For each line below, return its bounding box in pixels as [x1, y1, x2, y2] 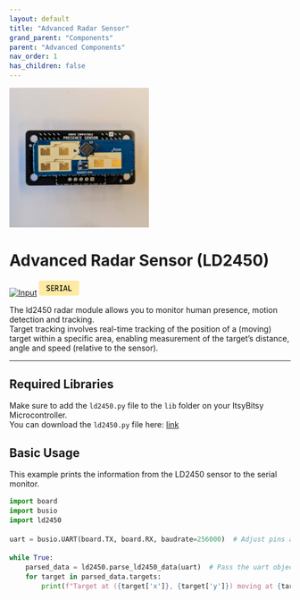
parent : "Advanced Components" [9, 43, 126, 52]
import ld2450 [9, 515, 62, 525]
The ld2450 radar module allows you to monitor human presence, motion [9, 304, 279, 315]
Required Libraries [9, 376, 114, 392]
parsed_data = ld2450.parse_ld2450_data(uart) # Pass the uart [25, 563, 270, 572]
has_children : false [9, 62, 87, 71]
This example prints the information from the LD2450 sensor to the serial [9, 469, 278, 480]
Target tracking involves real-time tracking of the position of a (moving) [9, 323, 272, 334]
